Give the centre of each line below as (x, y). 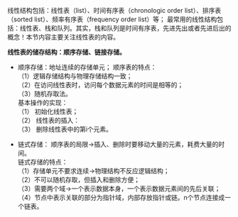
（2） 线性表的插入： (49, 120)
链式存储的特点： (43, 162)
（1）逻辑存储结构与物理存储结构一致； (75, 76)
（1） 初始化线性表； (48, 111)
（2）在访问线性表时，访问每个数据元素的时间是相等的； (101, 85)
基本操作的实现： (43, 102)
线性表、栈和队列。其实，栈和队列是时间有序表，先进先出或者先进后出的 (125, 28)
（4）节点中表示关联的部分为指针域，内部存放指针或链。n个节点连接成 (121, 197)
